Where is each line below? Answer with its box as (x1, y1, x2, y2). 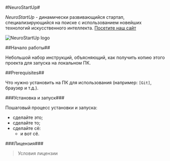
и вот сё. (20, 131, 40, 137)
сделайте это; (12, 114, 43, 120)
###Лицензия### (5, 141, 44, 146)
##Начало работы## (5, 45, 50, 50)
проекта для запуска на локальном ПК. (5, 60, 91, 66)
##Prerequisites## (5, 70, 44, 76)
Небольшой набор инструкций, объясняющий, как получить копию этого (5, 54, 165, 60)
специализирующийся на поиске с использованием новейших (5, 20, 142, 25)
